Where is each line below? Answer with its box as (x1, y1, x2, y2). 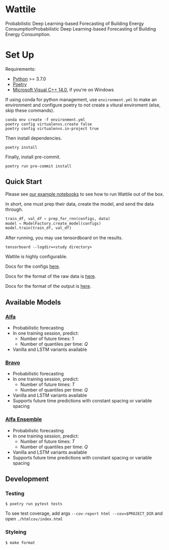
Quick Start (5, 177, 42, 186)
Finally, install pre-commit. (5, 154, 61, 160)
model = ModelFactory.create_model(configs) (5, 221, 101, 226)
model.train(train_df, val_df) (5, 226, 72, 231)
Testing (5, 490, 24, 497)
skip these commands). (5, 107, 54, 113)
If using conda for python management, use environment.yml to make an (5, 96, 157, 102)
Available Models (5, 298, 61, 307)
